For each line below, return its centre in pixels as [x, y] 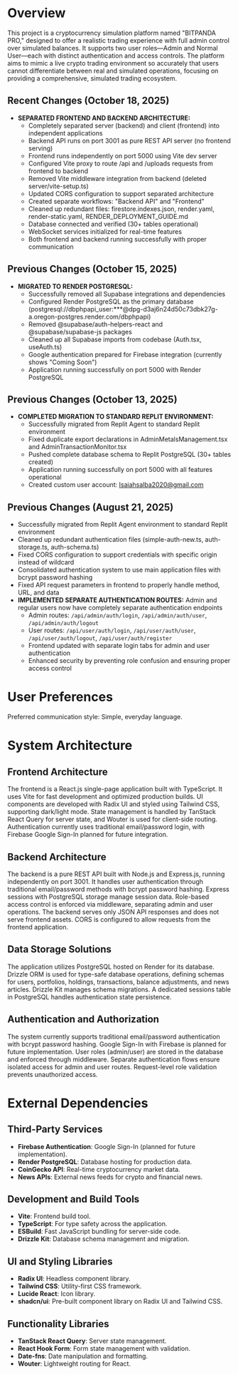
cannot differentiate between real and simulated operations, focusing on [113, 71]
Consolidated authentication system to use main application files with [119, 570]
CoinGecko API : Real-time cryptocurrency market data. [99, 1169]
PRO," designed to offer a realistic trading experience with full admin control [118, 40]
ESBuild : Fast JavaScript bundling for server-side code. [99, 1232]
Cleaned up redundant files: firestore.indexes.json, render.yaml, [121, 209]
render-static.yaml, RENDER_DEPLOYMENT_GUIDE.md [108, 216]
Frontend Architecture [58, 772]
